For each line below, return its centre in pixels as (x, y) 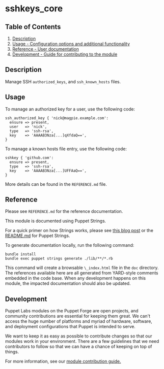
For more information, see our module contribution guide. (63, 361)
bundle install (21, 254)
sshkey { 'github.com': (29, 158)
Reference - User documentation (45, 49)
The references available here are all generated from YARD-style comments (82, 273)
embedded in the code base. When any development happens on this (75, 278)
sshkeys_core (34, 9)
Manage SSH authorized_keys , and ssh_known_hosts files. (63, 81)
